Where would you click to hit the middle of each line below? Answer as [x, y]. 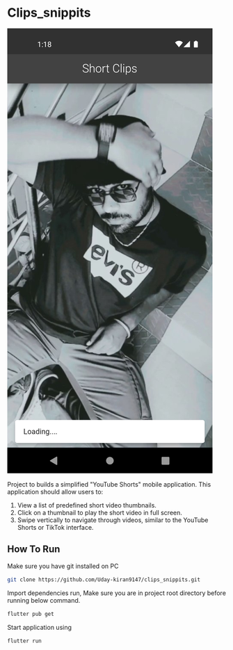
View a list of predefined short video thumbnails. [87, 505]
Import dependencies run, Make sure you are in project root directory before [116, 593]
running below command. [44, 600]
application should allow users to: [55, 491]
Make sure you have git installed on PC [63, 566]
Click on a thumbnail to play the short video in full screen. [100, 512]
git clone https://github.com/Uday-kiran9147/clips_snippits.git [104, 579]
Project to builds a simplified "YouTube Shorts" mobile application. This [109, 484]
